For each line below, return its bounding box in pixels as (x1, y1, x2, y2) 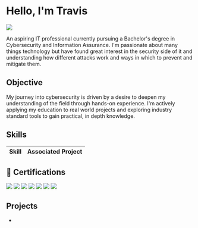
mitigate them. (6, 60, 42, 67)
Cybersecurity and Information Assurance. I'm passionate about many (6, 41, 178, 48)
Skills (6, 130, 27, 140)
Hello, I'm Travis (6, 4, 88, 18)
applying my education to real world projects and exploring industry (6, 106, 172, 113)
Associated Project (27, 147, 83, 155)
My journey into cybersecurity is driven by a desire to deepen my (6, 93, 166, 101)
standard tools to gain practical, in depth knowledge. (6, 112, 136, 120)
